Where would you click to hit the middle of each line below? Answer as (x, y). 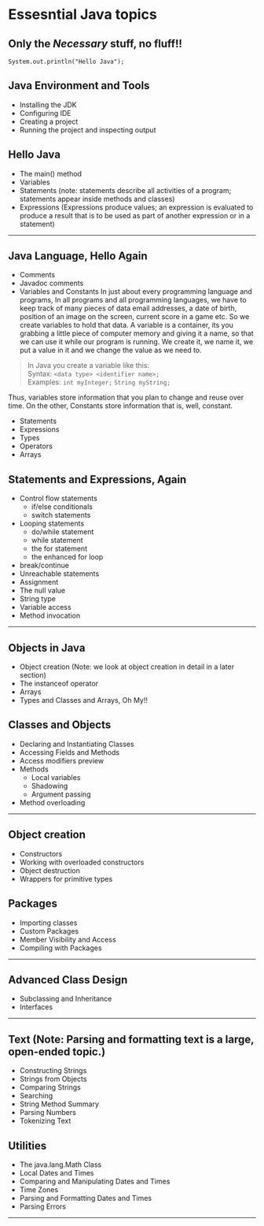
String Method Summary (59, 1104)
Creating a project (49, 121)
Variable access (46, 607)
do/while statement (62, 532)
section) (33, 675)
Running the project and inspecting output (88, 130)
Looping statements (52, 524)
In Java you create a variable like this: (88, 366)
